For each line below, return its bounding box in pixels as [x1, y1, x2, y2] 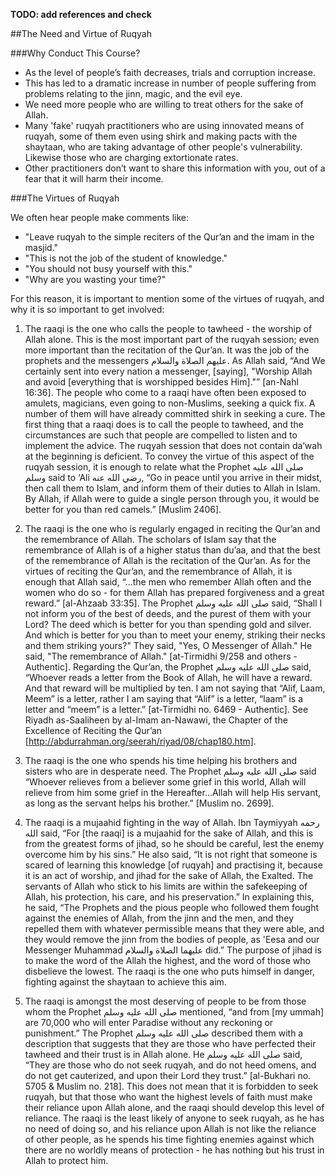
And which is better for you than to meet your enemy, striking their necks [24, 629, 326, 641]
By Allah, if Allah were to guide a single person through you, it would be [24, 493, 320, 504]
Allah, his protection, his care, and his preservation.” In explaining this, [24, 891, 315, 903]
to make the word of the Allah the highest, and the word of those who [24, 955, 311, 966]
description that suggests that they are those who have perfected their [24, 1038, 317, 1049]
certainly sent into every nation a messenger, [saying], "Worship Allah [24, 365, 313, 377]
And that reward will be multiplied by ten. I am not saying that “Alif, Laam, [24, 682, 326, 694]
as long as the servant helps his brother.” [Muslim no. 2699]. [24, 797, 275, 809]
